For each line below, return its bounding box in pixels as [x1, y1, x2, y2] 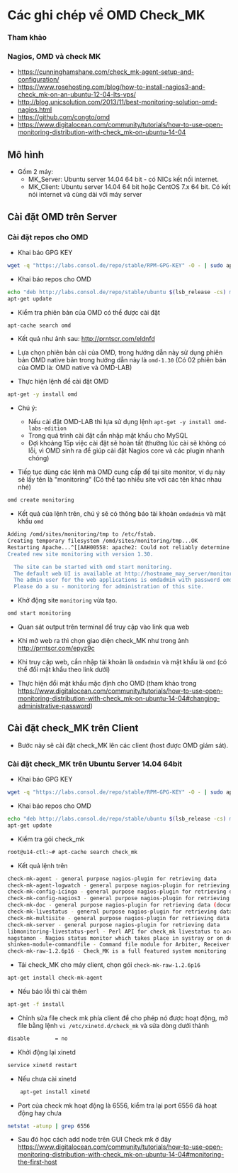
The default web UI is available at [13, 570, 122, 577]
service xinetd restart [7, 1061, 78, 1069]
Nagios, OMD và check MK [7, 52, 101, 62]
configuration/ [17, 75, 59, 84]
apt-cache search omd [7, 322, 72, 329]
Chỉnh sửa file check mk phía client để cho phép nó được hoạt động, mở [17, 1013, 228, 1022]
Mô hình [7, 148, 45, 161]
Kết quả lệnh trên [17, 861, 69, 870]
